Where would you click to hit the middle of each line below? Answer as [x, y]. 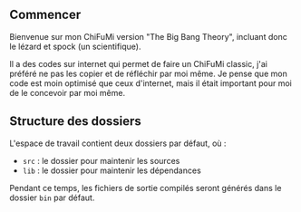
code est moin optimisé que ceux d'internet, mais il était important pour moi [151, 83]
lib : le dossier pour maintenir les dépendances [112, 170]
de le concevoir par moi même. [67, 92]
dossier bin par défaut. [52, 198]
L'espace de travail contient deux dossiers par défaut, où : [118, 143]
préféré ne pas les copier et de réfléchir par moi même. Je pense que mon [148, 73]
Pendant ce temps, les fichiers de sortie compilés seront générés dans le [146, 188]
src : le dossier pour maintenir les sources [101, 160]
